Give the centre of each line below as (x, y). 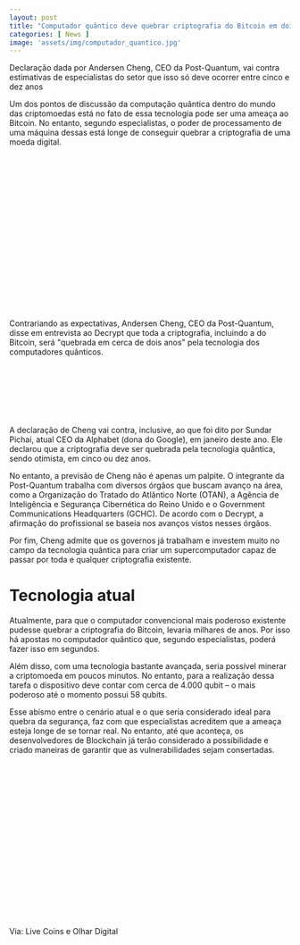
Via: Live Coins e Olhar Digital (64, 932)
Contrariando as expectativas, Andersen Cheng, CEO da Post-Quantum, (142, 323)
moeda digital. (36, 142)
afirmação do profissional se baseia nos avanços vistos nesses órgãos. (141, 523)
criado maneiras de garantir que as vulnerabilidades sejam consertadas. (142, 750)
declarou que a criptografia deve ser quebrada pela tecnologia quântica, (142, 449)
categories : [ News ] (50, 34)
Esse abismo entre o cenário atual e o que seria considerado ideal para (140, 712)
